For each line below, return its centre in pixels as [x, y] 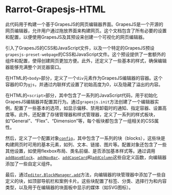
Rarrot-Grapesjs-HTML [56, 9]
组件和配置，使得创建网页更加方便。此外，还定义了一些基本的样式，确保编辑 [86, 60]
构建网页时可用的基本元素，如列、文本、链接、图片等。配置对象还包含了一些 [86, 144]
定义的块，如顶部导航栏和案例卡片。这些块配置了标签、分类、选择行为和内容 [86, 181]
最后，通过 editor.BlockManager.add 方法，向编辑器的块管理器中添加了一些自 [85, 175]
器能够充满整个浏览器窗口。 [35, 67]
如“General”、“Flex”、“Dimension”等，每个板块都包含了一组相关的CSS [80, 121]
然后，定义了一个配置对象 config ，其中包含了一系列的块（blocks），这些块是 [85, 138]
